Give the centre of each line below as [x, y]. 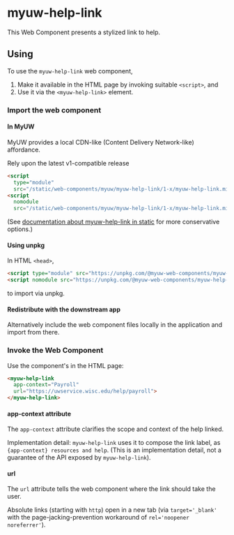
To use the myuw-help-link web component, [70, 71]
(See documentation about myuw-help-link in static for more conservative [114, 222]
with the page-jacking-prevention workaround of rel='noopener [98, 518]
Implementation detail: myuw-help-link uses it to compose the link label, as [114, 443]
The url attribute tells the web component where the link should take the [111, 489]
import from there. [33, 332]
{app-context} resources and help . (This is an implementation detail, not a [114, 450]
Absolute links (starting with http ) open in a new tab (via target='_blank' [112, 510]
